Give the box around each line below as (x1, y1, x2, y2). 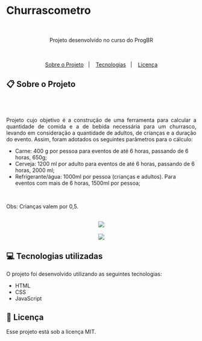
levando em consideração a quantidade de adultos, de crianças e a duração (6, 129, 197, 136)
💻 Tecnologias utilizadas (6, 251, 103, 261)
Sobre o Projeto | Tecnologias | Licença (45, 61, 158, 68)
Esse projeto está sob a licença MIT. (6, 328, 96, 336)
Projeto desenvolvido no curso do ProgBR (49, 36, 154, 43)
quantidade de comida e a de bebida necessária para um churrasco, (6, 123, 197, 130)
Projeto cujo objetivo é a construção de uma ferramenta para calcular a (6, 116, 197, 124)
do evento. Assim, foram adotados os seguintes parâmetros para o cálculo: (6, 135, 193, 142)
